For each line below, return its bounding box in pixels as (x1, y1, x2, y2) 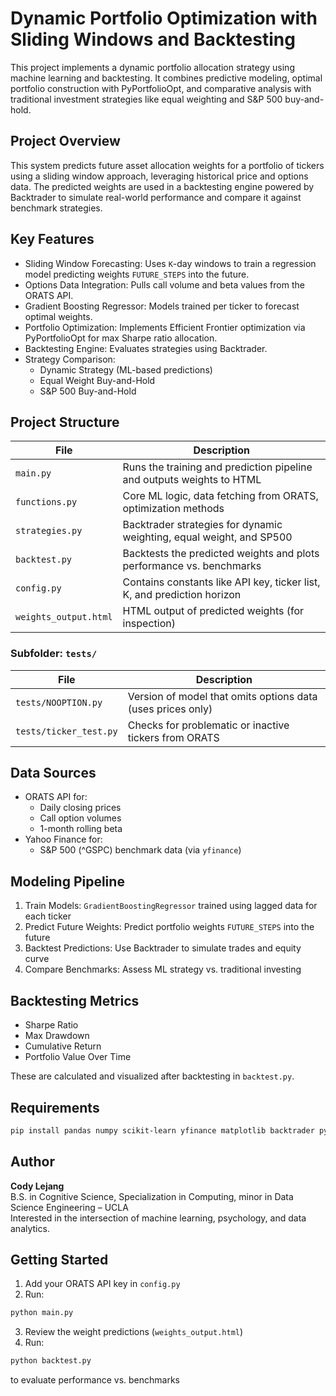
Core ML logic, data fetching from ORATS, (122, 489, 319, 503)
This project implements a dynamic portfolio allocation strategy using (10, 61, 295, 73)
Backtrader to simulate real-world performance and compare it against (10, 191, 302, 203)
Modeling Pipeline (10, 873, 125, 890)
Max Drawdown (24, 1030, 90, 1042)
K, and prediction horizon (122, 588, 242, 602)
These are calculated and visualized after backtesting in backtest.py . (10, 1070, 295, 1082)
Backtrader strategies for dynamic (122, 518, 283, 532)
